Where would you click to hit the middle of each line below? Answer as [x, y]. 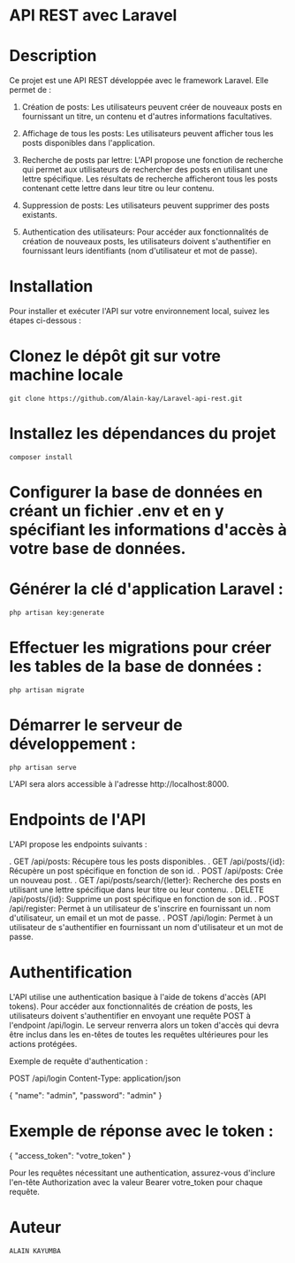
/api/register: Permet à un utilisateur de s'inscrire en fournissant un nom [140, 908]
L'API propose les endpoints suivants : [78, 844]
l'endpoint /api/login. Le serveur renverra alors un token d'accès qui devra [144, 1025]
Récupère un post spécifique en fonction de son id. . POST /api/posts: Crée [146, 870]
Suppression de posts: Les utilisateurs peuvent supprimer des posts [146, 205]
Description [53, 56]
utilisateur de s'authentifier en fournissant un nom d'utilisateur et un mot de [146, 927]
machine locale [66, 375]
